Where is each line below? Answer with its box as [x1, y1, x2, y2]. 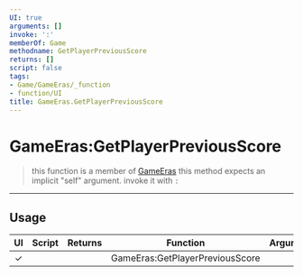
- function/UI [9, 88, 63, 97]
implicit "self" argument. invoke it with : [31, 175, 179, 186]
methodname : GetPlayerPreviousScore [9, 47, 147, 56]
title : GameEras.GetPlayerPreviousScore [9, 97, 164, 106]
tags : [9, 72, 30, 81]
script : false [9, 64, 63, 73]
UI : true [9, 13, 42, 23]
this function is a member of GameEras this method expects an [31, 166, 266, 177]
